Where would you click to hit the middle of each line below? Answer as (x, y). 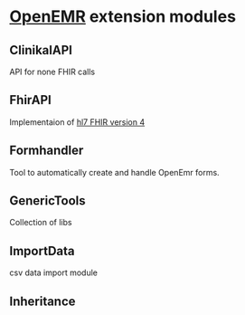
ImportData (42, 251)
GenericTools (47, 201)
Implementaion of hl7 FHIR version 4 (77, 122)
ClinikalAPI (41, 50)
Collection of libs (41, 223)
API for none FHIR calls (52, 72)
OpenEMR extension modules (123, 17)
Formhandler (47, 151)
